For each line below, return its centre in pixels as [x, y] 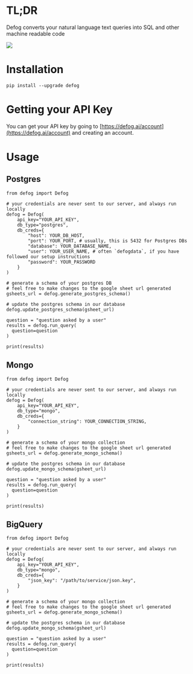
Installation [35, 70]
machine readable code [36, 33]
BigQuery [25, 524]
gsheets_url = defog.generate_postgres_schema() [68, 294]
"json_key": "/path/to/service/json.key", [82, 581]
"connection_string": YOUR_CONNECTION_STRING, [87, 421]
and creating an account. [103, 132]
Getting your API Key [59, 110]
